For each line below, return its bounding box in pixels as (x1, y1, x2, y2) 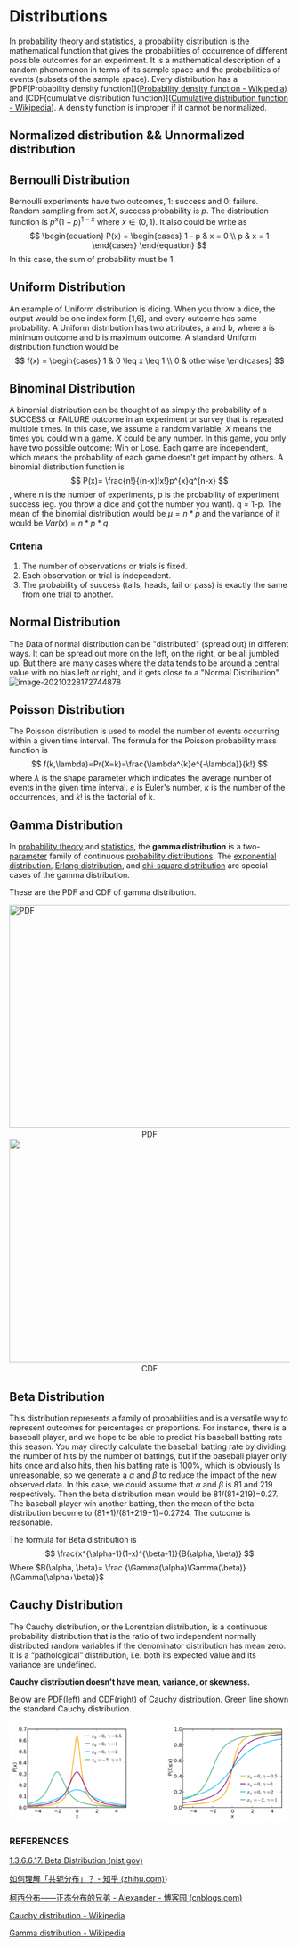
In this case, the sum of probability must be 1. (9, 253, 176, 264)
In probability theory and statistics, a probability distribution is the (9, 36, 250, 46)
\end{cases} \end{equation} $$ (92, 239, 207, 251)
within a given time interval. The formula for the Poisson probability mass (9, 735, 278, 746)
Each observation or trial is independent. (21, 569, 172, 581)
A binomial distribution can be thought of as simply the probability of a (9, 404, 267, 416)
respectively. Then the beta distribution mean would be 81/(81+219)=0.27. (9, 1488, 279, 1499)
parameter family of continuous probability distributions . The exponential (9, 850, 277, 862)
